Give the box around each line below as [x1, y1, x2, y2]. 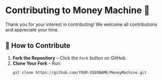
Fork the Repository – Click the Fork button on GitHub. [12, 55, 127, 61]
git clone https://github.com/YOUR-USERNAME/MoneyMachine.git [12, 70, 147, 75]
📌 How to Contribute [5, 42, 71, 50]
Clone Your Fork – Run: [12, 60, 62, 66]
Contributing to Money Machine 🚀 [5, 5, 150, 16]
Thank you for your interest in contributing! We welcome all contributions [5, 21, 157, 27]
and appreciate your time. [5, 26, 59, 32]
